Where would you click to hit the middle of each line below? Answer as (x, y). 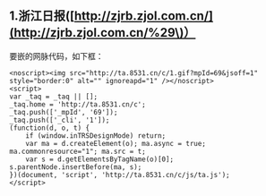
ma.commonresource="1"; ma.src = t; (77, 151)
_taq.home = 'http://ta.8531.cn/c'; (77, 104)
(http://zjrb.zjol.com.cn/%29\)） (103, 33)
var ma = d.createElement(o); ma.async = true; (116, 143)
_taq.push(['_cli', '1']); (60, 120)
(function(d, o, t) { (50, 128)
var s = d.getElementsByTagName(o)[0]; (100, 159)
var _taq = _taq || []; (54, 97)
